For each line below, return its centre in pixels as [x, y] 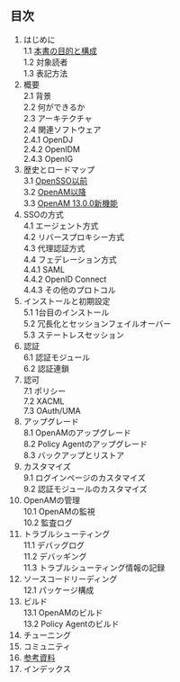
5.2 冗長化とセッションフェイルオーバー [97, 323]
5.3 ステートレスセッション [73, 335]
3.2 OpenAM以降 [54, 192]
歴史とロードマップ [59, 169]
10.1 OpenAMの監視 [59, 511]
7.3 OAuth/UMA [52, 410]
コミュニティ [47, 646]
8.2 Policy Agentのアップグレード [85, 444]
